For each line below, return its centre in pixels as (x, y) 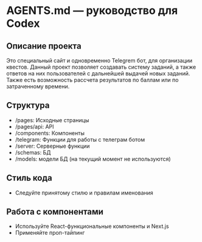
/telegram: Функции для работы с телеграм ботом (80, 139)
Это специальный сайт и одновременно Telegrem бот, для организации (99, 60)
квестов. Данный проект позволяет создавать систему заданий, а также (101, 67)
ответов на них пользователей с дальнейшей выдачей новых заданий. (98, 73)
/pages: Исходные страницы (52, 120)
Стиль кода (30, 178)
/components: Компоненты (50, 133)
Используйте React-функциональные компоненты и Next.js (92, 226)
